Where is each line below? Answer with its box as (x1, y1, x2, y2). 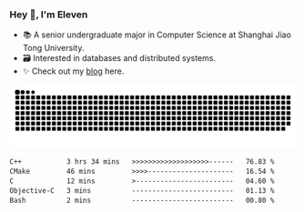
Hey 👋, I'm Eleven (9, 8, 88, 21)
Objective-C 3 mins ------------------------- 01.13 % (9, 186, 275, 195)
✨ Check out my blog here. (22, 66, 125, 76)
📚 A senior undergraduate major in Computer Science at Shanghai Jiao (22, 29, 291, 40)
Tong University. (22, 43, 85, 54)
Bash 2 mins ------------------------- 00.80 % (9, 196, 275, 205)
